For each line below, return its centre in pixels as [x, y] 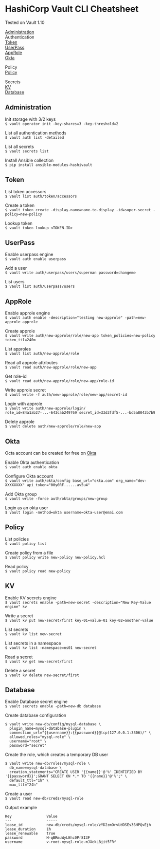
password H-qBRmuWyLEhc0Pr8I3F [48, 838]
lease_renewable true [30, 833]
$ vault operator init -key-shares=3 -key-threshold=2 [62, 124]
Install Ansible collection [29, 160]
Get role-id [16, 376]
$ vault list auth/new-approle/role [42, 354]
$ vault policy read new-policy [38, 571]
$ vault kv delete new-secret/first [42, 675]
